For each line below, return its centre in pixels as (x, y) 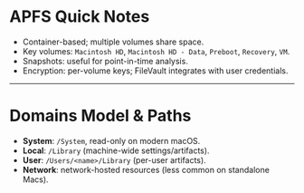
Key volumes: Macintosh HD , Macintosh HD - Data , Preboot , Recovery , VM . (156, 51)
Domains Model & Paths (100, 116)
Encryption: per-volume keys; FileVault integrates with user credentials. (155, 71)
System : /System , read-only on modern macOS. (111, 140)
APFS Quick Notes (80, 17)
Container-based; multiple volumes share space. (113, 42)
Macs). (35, 179)
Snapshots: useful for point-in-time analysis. (105, 61)
